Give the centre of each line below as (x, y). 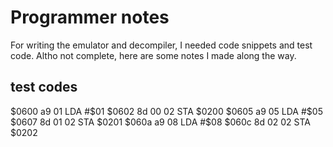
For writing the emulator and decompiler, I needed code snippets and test (161, 45)
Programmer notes (90, 17)
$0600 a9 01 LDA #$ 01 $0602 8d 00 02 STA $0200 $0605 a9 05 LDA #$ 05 (166, 111)
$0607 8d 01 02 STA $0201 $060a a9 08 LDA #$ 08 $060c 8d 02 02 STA (160, 122)
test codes (44, 87)
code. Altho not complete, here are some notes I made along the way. (153, 55)
